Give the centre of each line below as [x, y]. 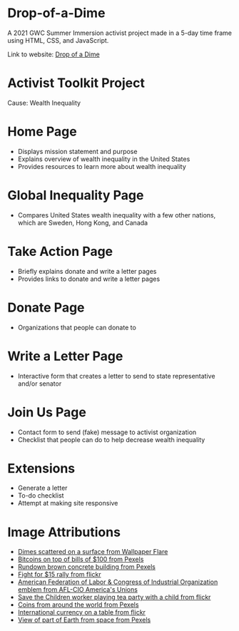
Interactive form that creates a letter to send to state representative [116, 376]
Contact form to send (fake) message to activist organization [107, 432]
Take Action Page [60, 251]
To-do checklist [41, 496]
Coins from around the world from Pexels [78, 605]
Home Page [42, 132]
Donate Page [46, 307]
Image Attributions [64, 532]
